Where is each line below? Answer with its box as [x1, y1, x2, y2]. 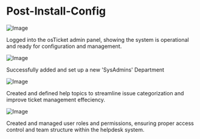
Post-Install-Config [6, 4, 106, 18]
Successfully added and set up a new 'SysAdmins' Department [6, 66, 165, 73]
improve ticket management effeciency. [6, 96, 105, 103]
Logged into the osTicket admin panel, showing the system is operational [6, 36, 190, 43]
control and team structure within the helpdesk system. [6, 126, 145, 133]
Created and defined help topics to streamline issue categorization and [6, 89, 184, 97]
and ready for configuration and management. [6, 42, 122, 50]
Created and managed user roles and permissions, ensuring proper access [6, 120, 195, 127]
